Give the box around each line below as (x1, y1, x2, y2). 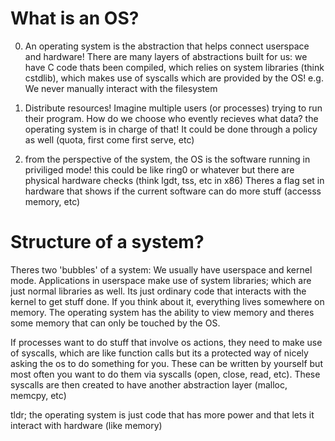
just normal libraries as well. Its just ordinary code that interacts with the (10, 285, 307, 297)
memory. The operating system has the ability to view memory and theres (10, 306, 315, 318)
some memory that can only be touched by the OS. (10, 317, 221, 329)
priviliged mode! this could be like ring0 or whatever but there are (24, 163, 295, 176)
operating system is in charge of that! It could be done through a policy (24, 123, 318, 135)
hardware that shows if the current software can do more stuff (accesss (24, 185, 322, 197)
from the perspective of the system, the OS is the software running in (24, 153, 311, 165)
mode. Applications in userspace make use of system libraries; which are (10, 274, 312, 286)
